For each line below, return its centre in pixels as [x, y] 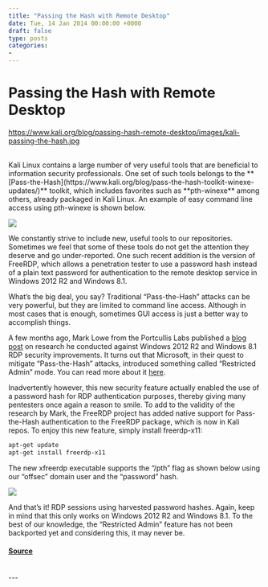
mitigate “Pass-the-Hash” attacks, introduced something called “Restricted [132, 363]
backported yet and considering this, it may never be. [97, 532]
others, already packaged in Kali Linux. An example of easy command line [130, 199]
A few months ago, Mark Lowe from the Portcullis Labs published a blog [128, 338]
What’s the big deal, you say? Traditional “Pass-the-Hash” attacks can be [129, 296]
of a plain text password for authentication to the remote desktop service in [133, 272]
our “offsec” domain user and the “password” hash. [93, 476]
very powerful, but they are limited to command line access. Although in [127, 305]
